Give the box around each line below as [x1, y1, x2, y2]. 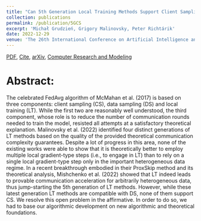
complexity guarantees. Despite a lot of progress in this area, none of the [6, 139, 187, 146]
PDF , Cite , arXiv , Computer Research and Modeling [6, 53, 132, 60]
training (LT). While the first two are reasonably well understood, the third [6, 106, 187, 114]
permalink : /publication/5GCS [6, 20, 82, 26]
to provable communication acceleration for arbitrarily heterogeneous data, [6, 177, 192, 184]
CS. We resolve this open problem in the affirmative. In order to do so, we [6, 196, 187, 203]
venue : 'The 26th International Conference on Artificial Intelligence [6, 37, 188, 43]
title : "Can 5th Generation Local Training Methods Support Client [6, 8, 178, 15]
